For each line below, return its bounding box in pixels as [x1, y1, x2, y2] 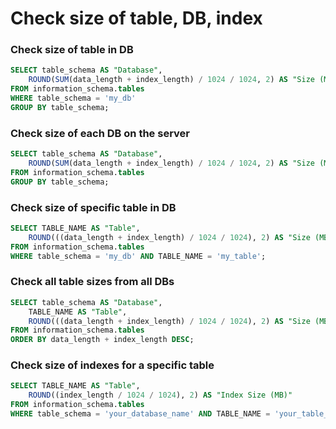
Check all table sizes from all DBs [10, 275, 175, 289]
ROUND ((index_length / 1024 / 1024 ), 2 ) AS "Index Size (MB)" [28, 390, 293, 401]
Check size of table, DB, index [10, 7, 263, 30]
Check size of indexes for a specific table [10, 358, 215, 372]
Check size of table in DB [10, 43, 134, 57]
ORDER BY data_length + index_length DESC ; [10, 335, 195, 345]
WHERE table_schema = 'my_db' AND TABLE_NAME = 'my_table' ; [10, 251, 267, 261]
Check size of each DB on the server [10, 126, 190, 140]
